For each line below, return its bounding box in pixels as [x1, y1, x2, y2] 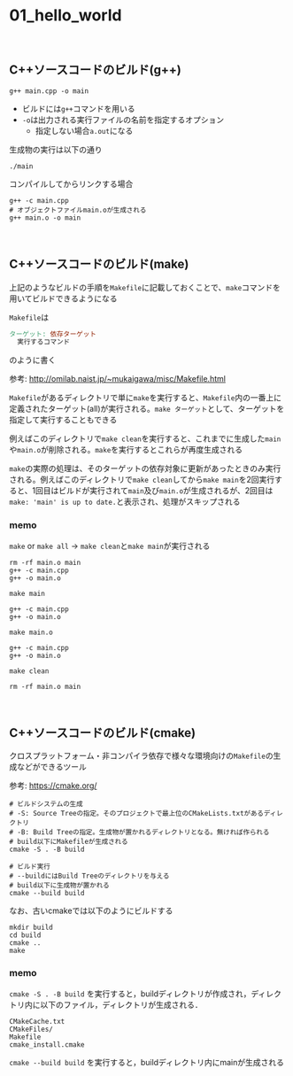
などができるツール [16, 762, 87, 772]
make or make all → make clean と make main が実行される [9, 540, 211, 551]
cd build [9, 931, 42, 940]
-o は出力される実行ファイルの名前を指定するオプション [21, 114, 225, 125]
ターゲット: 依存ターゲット [9, 329, 97, 338]
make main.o [9, 628, 53, 637]
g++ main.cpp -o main [9, 86, 89, 96]
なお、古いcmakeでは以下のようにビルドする [9, 905, 173, 917]
